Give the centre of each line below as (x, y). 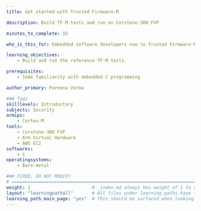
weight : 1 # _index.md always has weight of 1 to (99, 187)
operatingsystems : (29, 160)
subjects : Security (31, 110)
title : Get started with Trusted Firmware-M (63, 12)
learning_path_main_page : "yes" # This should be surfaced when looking (100, 198)
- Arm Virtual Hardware (47, 138)
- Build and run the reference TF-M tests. (72, 61)
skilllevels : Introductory (40, 104)
